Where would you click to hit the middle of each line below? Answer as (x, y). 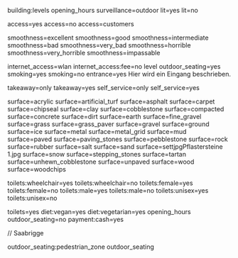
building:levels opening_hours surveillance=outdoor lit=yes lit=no (103, 10)
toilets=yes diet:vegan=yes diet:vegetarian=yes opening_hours (99, 212)
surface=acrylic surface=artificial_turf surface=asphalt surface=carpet (111, 101)
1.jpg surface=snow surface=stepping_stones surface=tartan (97, 154)
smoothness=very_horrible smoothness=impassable (84, 53)
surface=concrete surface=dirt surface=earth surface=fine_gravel (104, 117)
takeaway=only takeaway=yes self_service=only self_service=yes (104, 88)
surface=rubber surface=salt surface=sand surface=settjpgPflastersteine (115, 147)
